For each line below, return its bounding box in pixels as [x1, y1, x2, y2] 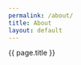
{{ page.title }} [8, 48, 56, 58]
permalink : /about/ [8, 11, 74, 20]
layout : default [8, 26, 63, 34]
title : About [8, 19, 52, 27]
